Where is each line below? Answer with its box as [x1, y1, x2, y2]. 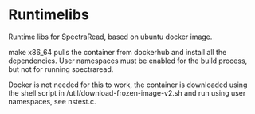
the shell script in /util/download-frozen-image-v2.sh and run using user [8, 88, 246, 97]
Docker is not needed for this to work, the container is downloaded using [8, 80, 248, 89]
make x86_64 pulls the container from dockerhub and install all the [8, 47, 227, 57]
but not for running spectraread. [8, 64, 114, 73]
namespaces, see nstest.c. [8, 96, 96, 106]
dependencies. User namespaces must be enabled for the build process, [8, 56, 248, 65]
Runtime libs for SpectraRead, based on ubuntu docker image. [8, 32, 213, 41]
